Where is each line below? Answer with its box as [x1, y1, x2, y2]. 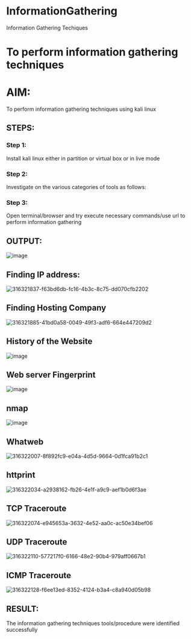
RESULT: [6, 603, 39, 614]
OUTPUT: [6, 236, 42, 246]
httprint [6, 470, 36, 480]
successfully [6, 626, 38, 634]
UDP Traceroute [6, 537, 67, 547]
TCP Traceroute [6, 503, 67, 514]
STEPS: [6, 123, 35, 133]
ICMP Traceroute [6, 570, 71, 581]
